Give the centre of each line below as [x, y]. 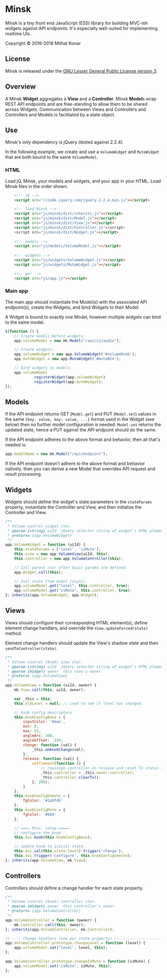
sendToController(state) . [32, 648]
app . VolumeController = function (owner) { [51, 920]
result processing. [24, 474]
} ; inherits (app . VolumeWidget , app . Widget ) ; [52, 595]
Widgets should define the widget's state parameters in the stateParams [79, 502]
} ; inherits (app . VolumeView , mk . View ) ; [46, 860]
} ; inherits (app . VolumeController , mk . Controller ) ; [60, 929]
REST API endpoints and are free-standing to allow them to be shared [76, 104]
